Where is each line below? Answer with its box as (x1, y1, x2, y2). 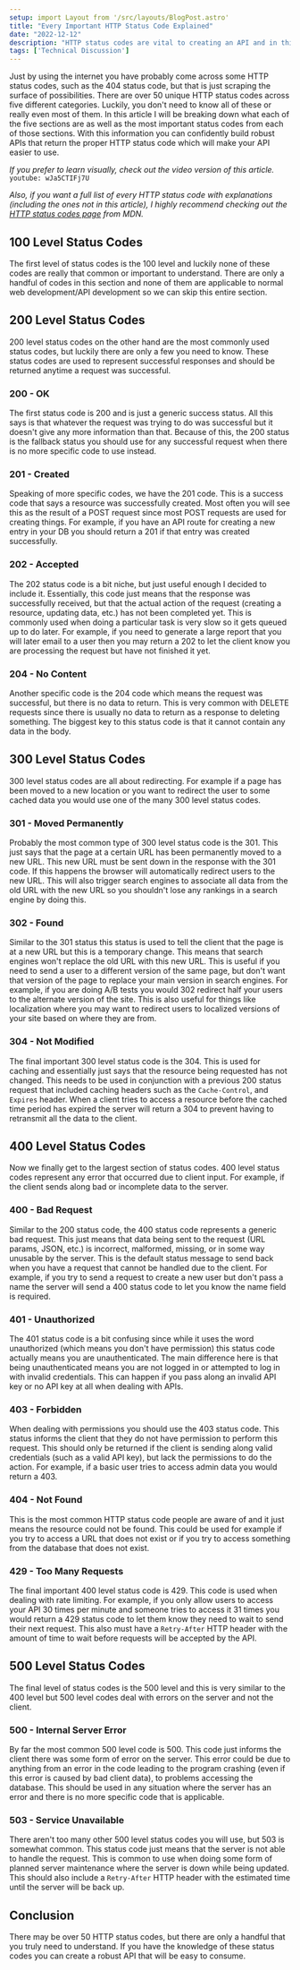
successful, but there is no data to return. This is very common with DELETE (9, 697, 289, 708)
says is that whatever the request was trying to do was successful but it (9, 417, 273, 428)
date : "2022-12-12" (9, 30, 82, 38)
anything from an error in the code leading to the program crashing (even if (9, 1763, 286, 1774)
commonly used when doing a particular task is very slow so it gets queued (9, 617, 287, 627)
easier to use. (9, 147, 60, 158)
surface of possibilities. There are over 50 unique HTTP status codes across (9, 90, 290, 101)
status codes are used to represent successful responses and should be (9, 355, 275, 366)
